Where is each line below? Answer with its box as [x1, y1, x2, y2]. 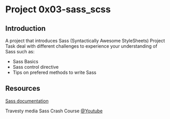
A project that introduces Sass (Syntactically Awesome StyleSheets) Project [5, 37, 165, 44]
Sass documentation [5, 97, 49, 104]
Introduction [5, 24, 46, 33]
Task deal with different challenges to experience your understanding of [5, 43, 158, 49]
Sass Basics [12, 58, 38, 65]
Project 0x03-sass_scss [5, 4, 111, 15]
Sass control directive [12, 64, 59, 70]
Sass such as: [5, 49, 35, 54]
